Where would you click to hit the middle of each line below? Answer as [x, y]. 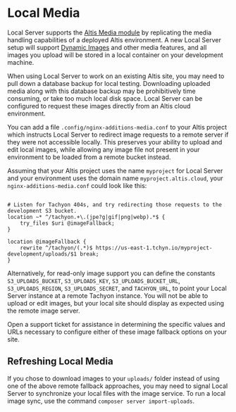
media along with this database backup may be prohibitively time [101, 91]
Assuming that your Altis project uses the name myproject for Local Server [115, 170]
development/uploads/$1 [42, 254]
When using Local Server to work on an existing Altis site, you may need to [116, 76]
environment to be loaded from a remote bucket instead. [89, 157]
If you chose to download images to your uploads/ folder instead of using [113, 378]
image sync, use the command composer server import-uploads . [101, 401]
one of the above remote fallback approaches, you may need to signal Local [118, 386]
